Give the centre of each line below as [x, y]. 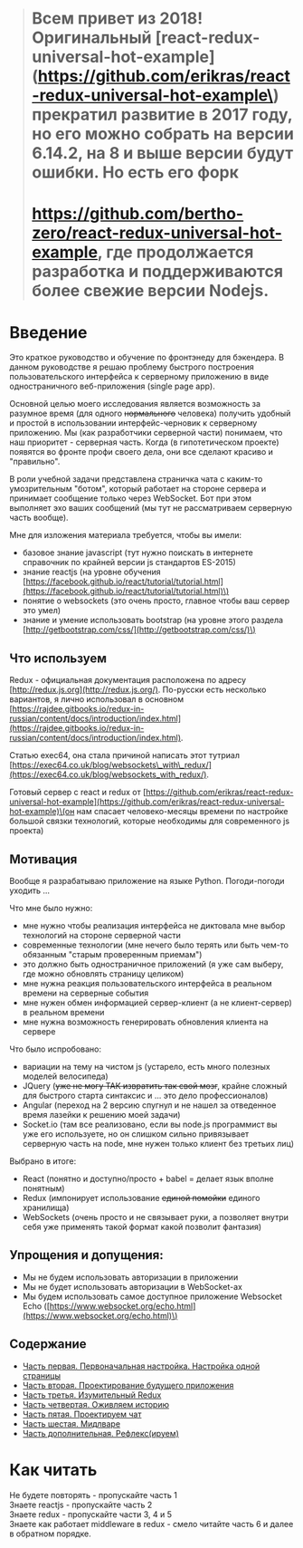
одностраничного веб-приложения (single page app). [112, 386]
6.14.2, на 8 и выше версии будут [162, 154]
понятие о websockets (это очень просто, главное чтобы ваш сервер [156, 601]
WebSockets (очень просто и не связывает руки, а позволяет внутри [156, 1216]
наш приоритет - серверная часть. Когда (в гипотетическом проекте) [144, 442]
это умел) [42, 611]
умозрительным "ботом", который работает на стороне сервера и [138, 489]
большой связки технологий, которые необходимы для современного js [150, 821]
